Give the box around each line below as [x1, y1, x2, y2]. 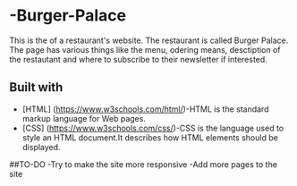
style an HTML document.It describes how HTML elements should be [21, 131, 279, 143]
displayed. [21, 141, 61, 152]
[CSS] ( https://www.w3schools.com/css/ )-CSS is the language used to [21, 123, 284, 133]
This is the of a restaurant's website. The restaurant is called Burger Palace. [9, 35, 289, 46]
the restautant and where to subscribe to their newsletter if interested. [9, 54, 268, 64]
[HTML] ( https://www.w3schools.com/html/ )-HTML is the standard [21, 104, 269, 114]
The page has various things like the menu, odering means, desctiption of [9, 44, 281, 55]
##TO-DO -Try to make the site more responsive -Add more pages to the [9, 158, 277, 170]
